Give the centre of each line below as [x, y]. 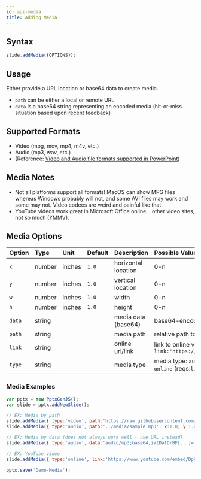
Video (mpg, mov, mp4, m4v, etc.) [57, 146]
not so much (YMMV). [42, 217]
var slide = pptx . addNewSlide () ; [48, 405]
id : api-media [24, 12]
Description [131, 253]
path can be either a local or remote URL [65, 100]
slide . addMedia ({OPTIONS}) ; [41, 55]
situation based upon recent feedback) [63, 113]
